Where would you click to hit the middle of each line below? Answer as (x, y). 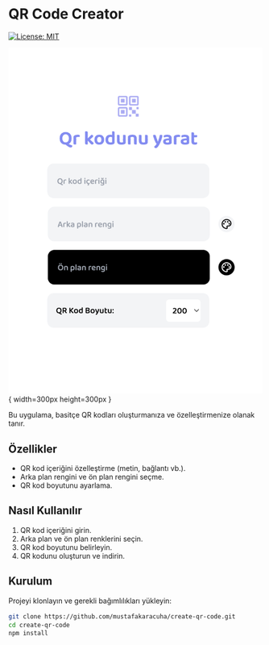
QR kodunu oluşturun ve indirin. (72, 556)
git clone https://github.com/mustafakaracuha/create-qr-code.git (122, 616)
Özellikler (33, 449)
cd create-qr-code (39, 625)
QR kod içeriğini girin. (56, 530)
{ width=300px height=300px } (60, 399)
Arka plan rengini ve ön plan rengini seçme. (92, 477)
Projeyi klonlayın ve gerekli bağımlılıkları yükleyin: (90, 601)
